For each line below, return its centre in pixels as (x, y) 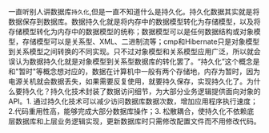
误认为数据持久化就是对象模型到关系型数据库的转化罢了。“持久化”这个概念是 (134, 61)
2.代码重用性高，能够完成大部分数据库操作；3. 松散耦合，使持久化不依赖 (128, 111)
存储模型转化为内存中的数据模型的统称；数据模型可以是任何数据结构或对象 (131, 31)
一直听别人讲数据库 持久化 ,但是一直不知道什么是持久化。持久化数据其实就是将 (134, 12)
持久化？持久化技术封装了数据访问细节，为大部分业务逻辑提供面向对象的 (141, 91)
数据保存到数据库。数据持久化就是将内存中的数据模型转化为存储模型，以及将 (134, 22)
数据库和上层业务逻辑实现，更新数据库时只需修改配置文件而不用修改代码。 (138, 121)
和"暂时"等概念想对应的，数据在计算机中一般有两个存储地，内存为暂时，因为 (134, 71)
